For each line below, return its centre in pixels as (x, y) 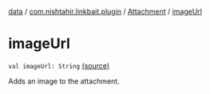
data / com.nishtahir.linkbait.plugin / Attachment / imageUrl (105, 12)
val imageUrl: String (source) (59, 65)
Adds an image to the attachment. (64, 81)
